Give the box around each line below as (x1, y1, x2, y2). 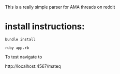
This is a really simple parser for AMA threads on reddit (5, 4, 115, 10)
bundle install (5, 37, 36, 42)
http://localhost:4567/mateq (5, 63, 61, 69)
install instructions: (5, 21, 85, 32)
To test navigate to (5, 54, 42, 59)
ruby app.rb (5, 45, 29, 50)
